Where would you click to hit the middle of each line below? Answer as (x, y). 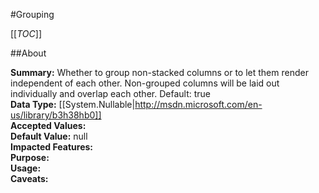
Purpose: (30, 157)
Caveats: (29, 178)
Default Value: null (49, 136)
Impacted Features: (51, 147)
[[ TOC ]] (26, 33)
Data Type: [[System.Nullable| (73, 104)
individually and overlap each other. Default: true (110, 93)
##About (28, 53)
